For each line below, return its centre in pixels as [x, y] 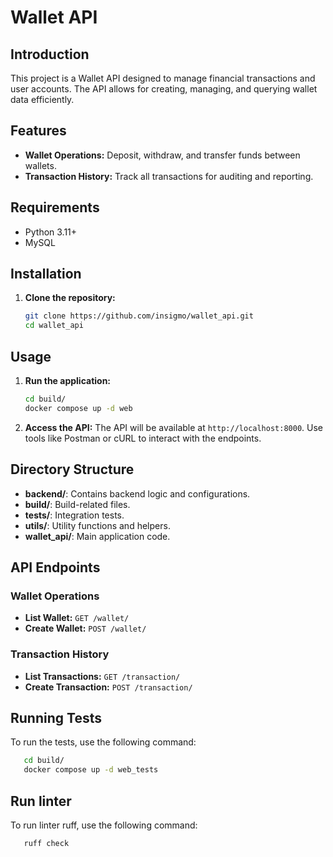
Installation [46, 274]
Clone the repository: [70, 298]
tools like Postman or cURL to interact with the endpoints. [143, 438]
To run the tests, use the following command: [103, 742]
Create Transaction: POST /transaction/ [108, 687]
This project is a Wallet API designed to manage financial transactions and [163, 78]
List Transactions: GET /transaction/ [102, 676]
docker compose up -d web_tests [91, 770]
